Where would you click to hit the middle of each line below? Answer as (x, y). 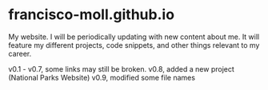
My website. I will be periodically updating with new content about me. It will (134, 37)
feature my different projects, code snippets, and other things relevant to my (134, 45)
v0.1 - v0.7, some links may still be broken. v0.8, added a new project (121, 68)
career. (20, 53)
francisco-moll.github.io (91, 15)
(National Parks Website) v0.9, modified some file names (102, 77)
